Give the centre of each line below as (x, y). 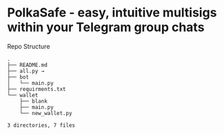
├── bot (18, 77)
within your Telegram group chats (106, 27)
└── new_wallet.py (46, 113)
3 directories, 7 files (41, 125)
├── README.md (28, 65)
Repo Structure (29, 46)
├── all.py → (26, 71)
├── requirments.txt (37, 89)
